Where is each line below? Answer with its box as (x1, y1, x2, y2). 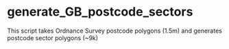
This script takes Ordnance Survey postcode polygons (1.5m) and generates (7, 27, 223, 35)
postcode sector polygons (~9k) (7, 33, 98, 42)
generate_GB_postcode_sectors (7, 4, 193, 20)
